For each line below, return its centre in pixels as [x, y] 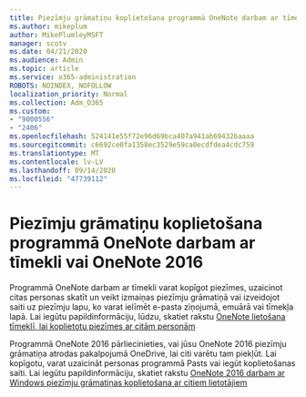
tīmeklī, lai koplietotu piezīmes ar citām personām [102, 326]
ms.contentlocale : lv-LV [56, 162]
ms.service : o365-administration [73, 77]
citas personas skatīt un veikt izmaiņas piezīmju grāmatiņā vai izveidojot [145, 298]
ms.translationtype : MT [55, 153]
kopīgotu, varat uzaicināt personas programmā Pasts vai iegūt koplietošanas [153, 363]
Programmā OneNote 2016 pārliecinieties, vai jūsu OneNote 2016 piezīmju [148, 344]
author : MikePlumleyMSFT [56, 35]
